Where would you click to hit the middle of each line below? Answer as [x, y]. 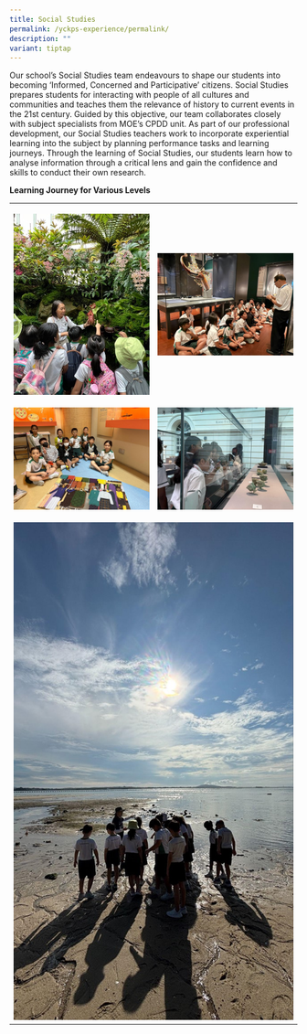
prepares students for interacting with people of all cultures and [129, 95]
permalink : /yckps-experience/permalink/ [90, 29]
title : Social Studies [53, 19]
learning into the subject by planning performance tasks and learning [139, 144]
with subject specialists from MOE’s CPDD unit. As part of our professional [149, 124]
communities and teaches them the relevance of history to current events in [152, 104]
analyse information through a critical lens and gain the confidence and [143, 163]
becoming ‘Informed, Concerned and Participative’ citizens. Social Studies [149, 85]
